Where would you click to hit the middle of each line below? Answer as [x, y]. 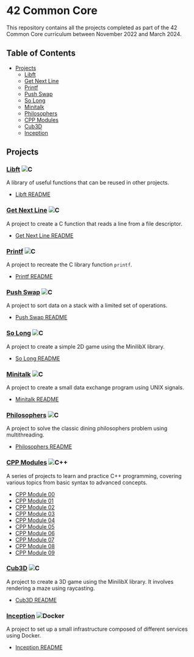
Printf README [34, 277]
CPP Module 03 [35, 514]
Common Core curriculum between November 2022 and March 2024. [94, 34]
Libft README [33, 194]
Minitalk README [37, 399]
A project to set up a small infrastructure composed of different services [97, 629]
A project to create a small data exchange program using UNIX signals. [95, 387]
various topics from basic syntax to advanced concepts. [77, 482]
